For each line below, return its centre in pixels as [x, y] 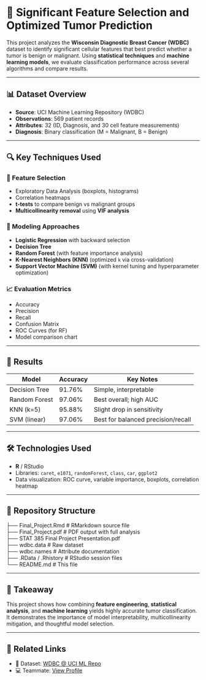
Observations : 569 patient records [59, 118]
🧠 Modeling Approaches [43, 227]
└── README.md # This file [42, 565]
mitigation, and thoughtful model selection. [60, 624]
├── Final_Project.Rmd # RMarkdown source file [68, 526]
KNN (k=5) [25, 409]
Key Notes [142, 379]
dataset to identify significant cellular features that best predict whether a [99, 49]
